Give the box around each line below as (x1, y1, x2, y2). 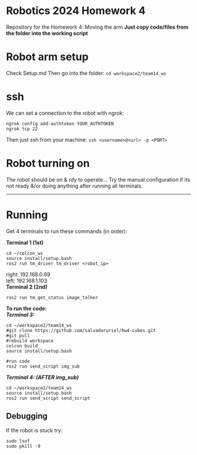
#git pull (6, 333, 30, 338)
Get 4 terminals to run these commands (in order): (6, 227, 127, 235)
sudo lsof (6, 438, 30, 444)
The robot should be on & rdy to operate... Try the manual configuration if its (6, 176, 191, 183)
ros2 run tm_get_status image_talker (6, 295, 98, 300)
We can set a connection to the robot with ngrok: (6, 110, 124, 117)
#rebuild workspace (6, 338, 54, 344)
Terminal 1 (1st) (6, 239, 44, 246)
